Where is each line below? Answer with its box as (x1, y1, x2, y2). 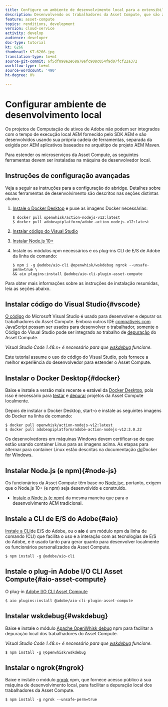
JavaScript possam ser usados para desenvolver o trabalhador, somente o (5, 324, 158, 330)
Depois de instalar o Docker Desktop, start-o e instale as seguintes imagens (5, 407, 161, 414)
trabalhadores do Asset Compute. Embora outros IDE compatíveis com (5, 319, 151, 325)
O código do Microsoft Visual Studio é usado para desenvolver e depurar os (5, 313, 162, 319)
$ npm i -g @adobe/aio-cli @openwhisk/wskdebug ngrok (12, 262, 127, 267)
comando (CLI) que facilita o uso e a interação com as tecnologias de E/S (5, 533, 156, 539)
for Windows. (5, 452, 33, 458)
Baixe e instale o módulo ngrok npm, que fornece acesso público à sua (5, 677, 151, 683)
